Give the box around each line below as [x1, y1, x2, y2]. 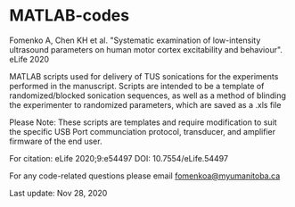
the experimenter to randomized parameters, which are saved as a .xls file [9, 99, 283, 110]
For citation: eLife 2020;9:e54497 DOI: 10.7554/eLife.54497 [9, 153, 229, 163]
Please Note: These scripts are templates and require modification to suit [9, 117, 278, 128]
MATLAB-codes [9, 5, 130, 26]
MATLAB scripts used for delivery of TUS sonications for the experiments [9, 70, 279, 81]
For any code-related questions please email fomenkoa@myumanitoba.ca [9, 170, 281, 181]
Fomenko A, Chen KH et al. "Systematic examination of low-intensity [9, 35, 261, 46]
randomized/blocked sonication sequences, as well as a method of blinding [9, 90, 287, 101]
